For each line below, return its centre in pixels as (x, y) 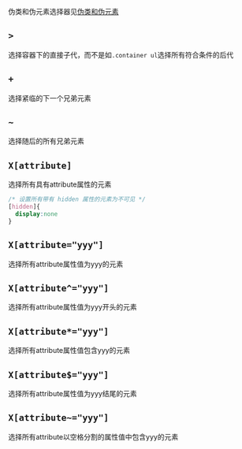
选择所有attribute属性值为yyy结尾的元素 (73, 393)
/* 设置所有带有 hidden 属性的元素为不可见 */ (77, 199)
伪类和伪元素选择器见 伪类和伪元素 (63, 11)
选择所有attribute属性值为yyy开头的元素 (73, 307)
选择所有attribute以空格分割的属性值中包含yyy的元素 (93, 436)
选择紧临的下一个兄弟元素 (50, 98)
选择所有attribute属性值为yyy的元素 (66, 264)
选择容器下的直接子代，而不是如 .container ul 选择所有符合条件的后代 (121, 54)
